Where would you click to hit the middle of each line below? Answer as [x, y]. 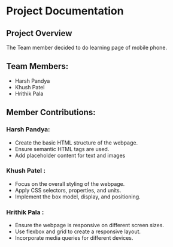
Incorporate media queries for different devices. [74, 238]
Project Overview [39, 33]
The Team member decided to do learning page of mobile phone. [87, 47]
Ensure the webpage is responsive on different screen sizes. [89, 225]
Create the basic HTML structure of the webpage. [76, 143]
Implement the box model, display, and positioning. [78, 197]
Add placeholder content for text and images [70, 155]
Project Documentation [65, 11]
